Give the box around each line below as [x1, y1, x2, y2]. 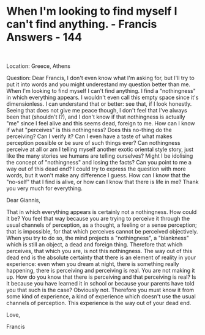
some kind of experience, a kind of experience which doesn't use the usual [6, 292, 196, 300]
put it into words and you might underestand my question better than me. [6, 81, 191, 88]
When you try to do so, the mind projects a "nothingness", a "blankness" [6, 234, 190, 241]
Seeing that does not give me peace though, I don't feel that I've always [6, 106, 188, 114]
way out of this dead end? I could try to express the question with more [6, 165, 186, 172]
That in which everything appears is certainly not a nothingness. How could [6, 208, 197, 215]
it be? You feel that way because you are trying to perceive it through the [6, 215, 190, 222]
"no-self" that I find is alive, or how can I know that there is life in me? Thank [6, 178, 199, 185]
